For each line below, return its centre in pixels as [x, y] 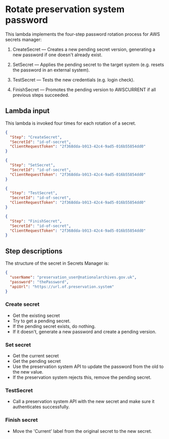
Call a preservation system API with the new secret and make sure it [83, 401]
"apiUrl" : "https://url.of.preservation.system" [62, 287]
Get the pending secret [36, 361]
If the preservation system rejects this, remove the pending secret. [82, 377]
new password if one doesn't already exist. [57, 55]
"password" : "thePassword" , [39, 282]
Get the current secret [36, 356]
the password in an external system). [51, 70]
